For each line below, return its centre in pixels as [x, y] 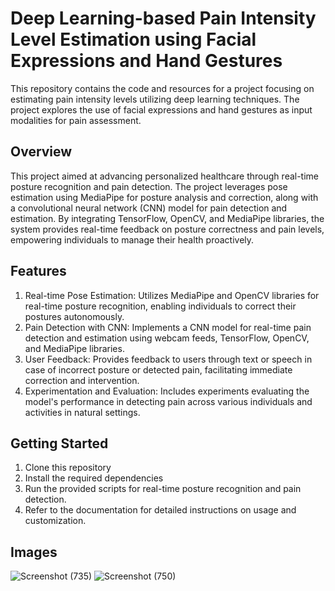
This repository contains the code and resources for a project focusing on [162, 88]
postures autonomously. [74, 316]
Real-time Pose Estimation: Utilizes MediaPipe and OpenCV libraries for [172, 295]
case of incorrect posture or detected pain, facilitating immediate [158, 369]
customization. [55, 521]
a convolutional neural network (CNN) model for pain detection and [149, 208]
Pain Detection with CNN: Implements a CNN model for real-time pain [168, 327]
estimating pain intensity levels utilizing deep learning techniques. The [155, 99]
